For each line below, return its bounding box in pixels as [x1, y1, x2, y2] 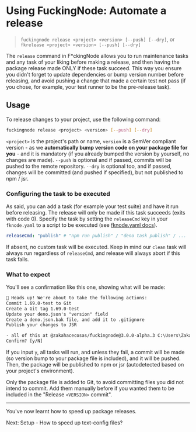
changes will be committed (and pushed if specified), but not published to [6, 168, 184, 176]
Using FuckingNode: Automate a [6, 4, 167, 18]
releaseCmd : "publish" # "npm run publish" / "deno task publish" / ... [6, 233, 187, 239]
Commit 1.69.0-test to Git [6, 300, 72, 306]
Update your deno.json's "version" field [6, 311, 108, 317]
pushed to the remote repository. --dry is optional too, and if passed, [6, 163, 172, 170]
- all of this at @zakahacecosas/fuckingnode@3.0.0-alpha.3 [6, 333, 156, 338]
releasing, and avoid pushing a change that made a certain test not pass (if [6, 77, 186, 84]
